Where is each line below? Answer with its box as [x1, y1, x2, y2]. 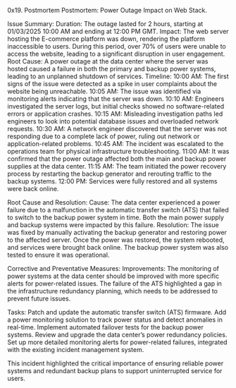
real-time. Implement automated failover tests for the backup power [7, 323, 204, 331]
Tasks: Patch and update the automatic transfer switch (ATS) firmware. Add [7, 308, 227, 316]
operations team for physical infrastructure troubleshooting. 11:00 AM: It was [7, 147, 230, 155]
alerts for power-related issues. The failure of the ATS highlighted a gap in [7, 279, 222, 288]
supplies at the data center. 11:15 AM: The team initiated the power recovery [7, 162, 227, 170]
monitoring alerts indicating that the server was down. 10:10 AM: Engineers [7, 95, 225, 103]
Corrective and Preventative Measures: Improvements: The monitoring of [7, 265, 220, 272]
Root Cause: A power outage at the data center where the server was [7, 57, 209, 66]
